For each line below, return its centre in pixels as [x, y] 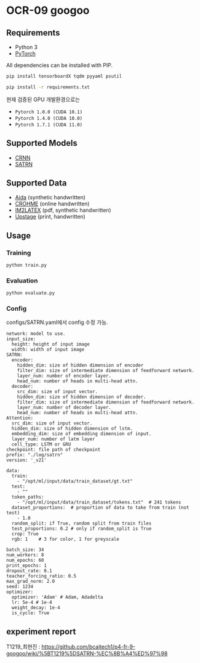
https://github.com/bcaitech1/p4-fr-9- [88, 647]
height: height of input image [51, 344]
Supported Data [37, 183]
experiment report [41, 631]
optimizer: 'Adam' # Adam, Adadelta [57, 597]
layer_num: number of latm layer [53, 439]
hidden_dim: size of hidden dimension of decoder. [82, 397]
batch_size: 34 [25, 550]
